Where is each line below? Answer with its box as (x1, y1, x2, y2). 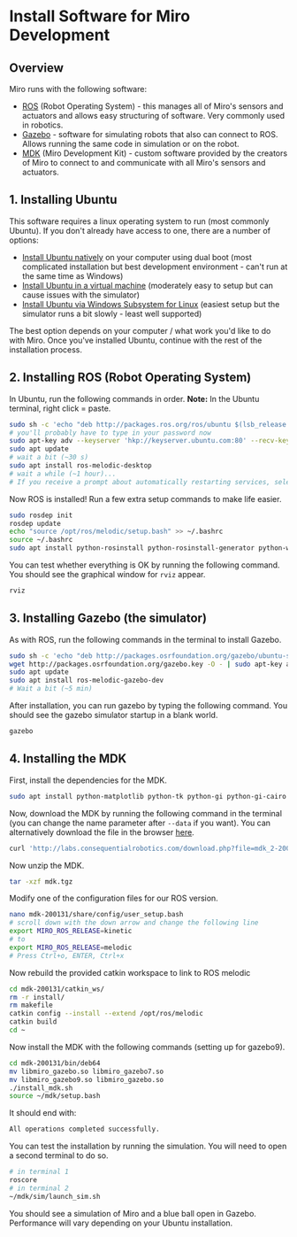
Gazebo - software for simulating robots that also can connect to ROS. (21, 129, 278, 139)
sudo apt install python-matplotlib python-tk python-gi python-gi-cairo (9, 792, 287, 800)
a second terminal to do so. (9, 1150, 109, 1161)
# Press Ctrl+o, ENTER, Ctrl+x (9, 951, 125, 960)
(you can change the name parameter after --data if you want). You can (9, 817, 271, 828)
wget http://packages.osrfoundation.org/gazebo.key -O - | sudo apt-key (9, 660, 283, 669)
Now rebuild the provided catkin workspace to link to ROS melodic (9, 967, 251, 978)
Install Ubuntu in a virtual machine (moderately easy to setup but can (21, 280, 274, 290)
